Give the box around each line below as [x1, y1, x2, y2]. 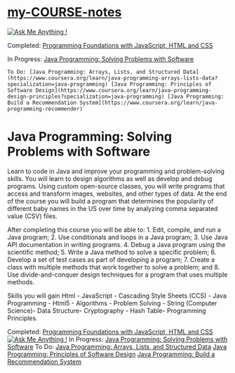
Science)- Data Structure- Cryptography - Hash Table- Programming [7, 306, 206, 315]
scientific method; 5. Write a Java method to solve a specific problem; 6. [7, 248, 217, 256]
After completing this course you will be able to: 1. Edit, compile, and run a [7, 225, 221, 234]
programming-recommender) [7, 105, 83, 113]
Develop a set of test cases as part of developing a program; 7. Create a [7, 255, 215, 264]
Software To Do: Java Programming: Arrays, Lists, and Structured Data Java [7, 342, 227, 350]
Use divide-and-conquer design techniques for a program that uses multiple [7, 270, 228, 279]
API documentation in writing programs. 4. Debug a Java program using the [7, 240, 226, 248]
